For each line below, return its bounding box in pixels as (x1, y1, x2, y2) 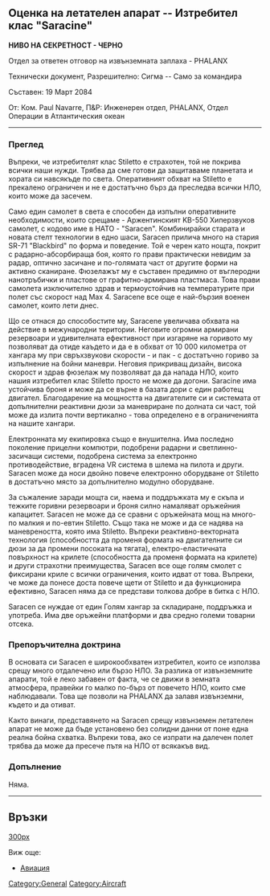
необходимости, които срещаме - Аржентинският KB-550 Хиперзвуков (8, 215, 256, 225)
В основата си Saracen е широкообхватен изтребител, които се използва (8, 657, 261, 667)
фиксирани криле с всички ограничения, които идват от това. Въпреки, (8, 570, 255, 579)
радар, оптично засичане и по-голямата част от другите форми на (8, 258, 239, 268)
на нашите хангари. (8, 419, 76, 428)
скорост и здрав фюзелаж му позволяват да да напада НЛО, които (8, 367, 239, 377)
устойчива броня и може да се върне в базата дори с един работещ (8, 385, 243, 395)
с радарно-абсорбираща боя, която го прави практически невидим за (8, 249, 252, 260)
